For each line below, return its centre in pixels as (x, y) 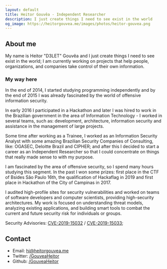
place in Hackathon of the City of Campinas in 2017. (58, 183)
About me (21, 44)
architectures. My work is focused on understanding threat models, (74, 203)
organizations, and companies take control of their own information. (75, 67)
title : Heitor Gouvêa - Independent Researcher (56, 14)
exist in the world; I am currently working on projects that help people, (77, 61)
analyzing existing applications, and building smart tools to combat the (78, 208)
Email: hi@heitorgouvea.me (40, 251)
